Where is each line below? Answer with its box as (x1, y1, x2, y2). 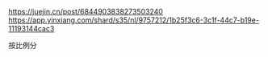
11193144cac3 (8, 24, 55, 33)
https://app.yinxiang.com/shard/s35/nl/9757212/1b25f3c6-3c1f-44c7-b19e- (8, 15, 260, 25)
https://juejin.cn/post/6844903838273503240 (8, 7, 164, 16)
